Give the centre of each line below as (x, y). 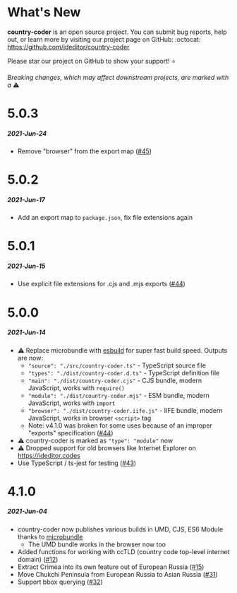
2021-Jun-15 (26, 266)
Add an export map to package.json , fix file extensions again (105, 218)
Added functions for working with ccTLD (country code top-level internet (123, 551)
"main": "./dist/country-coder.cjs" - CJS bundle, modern (115, 380)
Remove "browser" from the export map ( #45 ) (85, 151)
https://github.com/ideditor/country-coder (68, 47)
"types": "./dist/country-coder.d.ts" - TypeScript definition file (124, 372)
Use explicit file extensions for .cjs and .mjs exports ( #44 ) (101, 284)
